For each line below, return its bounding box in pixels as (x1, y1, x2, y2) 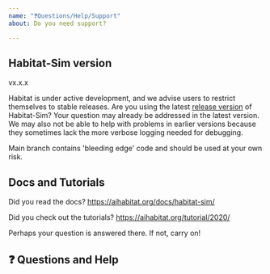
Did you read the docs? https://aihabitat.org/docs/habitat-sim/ (8, 197, 216, 207)
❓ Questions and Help (8, 252, 119, 267)
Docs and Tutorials (8, 175, 105, 189)
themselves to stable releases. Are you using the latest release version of (8, 102, 252, 112)
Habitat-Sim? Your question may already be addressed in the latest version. (8, 111, 260, 120)
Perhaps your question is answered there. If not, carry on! (8, 228, 201, 238)
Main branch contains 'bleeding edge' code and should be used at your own (8, 143, 263, 154)
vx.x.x (8, 78, 28, 87)
